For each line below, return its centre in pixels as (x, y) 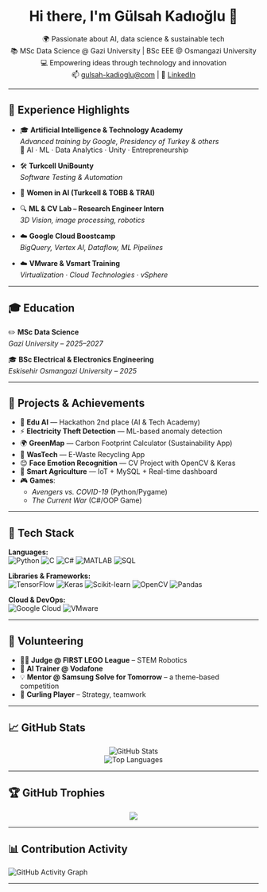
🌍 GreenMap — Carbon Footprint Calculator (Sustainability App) (126, 443)
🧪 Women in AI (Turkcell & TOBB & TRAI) (87, 192)
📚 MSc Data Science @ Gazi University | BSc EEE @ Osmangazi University (133, 50)
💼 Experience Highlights (69, 110)
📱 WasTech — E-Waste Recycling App (82, 455)
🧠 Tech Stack (41, 533)
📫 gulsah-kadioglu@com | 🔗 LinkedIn (133, 74)
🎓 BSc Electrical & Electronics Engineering (81, 359)
